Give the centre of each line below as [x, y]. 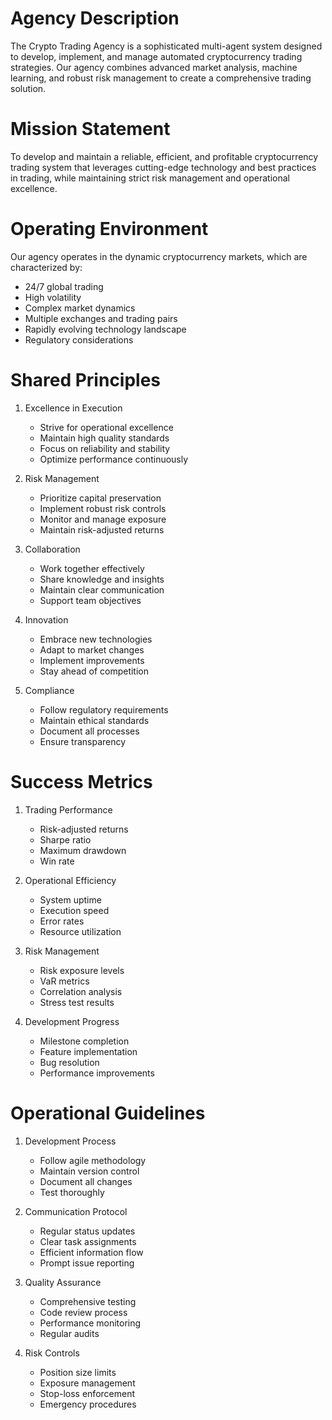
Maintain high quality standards [104, 438]
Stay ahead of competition [94, 671]
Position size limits [78, 1372]
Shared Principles [86, 380]
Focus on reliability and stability [105, 448]
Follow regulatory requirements [104, 709]
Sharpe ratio [65, 839]
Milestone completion [84, 1041]
